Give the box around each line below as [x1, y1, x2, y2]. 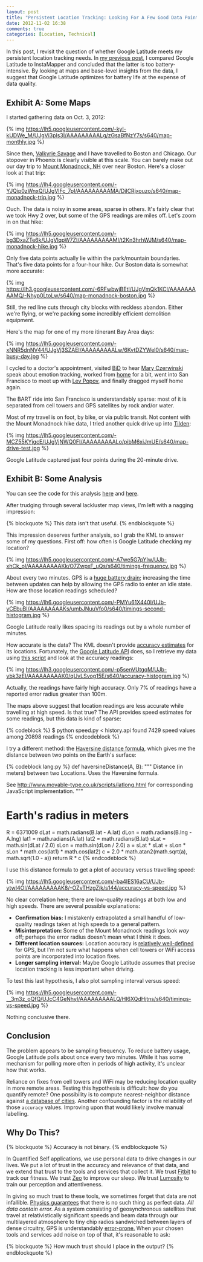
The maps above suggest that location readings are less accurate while [6, 702, 184, 709]
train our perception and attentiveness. [6, 1181, 103, 1188]
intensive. [6, 67, 31, 74]
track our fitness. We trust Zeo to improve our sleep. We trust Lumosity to [6, 1174, 189, 1182]
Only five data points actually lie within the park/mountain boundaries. [6, 254, 181, 262]
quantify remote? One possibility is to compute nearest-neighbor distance [6, 1090, 190, 1098]
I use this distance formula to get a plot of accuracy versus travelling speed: [6, 866, 195, 873]
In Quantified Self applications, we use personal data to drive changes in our [6, 1155, 196, 1162]
